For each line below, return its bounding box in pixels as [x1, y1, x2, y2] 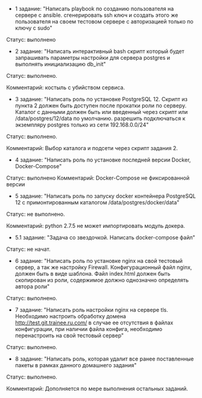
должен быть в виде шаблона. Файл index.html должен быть [14, 270, 171, 277]
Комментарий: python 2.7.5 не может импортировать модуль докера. [6, 223, 185, 229]
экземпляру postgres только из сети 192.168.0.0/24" [14, 121, 149, 128]
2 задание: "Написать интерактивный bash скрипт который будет [14, 48, 185, 55]
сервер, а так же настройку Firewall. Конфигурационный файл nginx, [14, 264, 192, 271]
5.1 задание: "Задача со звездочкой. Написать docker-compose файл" [14, 234, 195, 241]
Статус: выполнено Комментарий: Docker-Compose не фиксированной [6, 174, 190, 182]
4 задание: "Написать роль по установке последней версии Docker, [14, 156, 191, 163]
